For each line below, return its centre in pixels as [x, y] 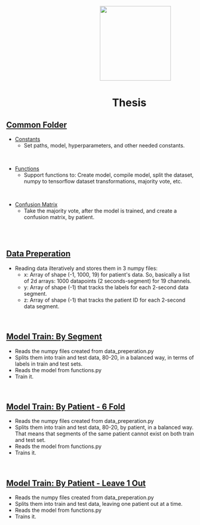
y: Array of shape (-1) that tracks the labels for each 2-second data [106, 287]
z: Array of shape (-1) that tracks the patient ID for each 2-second [104, 300]
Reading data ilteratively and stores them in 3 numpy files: [86, 268]
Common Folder [37, 125]
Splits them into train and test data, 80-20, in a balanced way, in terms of [104, 357]
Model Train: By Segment [54, 337]
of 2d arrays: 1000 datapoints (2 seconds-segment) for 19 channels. [108, 281]
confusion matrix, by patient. [59, 217]
